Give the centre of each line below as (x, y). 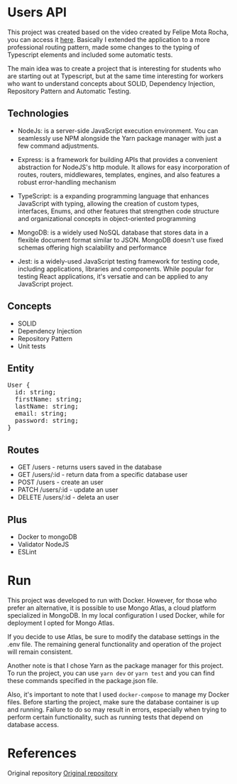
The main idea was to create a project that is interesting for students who (114, 68)
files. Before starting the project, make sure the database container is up (113, 702)
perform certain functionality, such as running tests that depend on (105, 717)
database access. (33, 724)
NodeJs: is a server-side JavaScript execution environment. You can (118, 130)
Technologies (38, 113)
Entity (21, 368)
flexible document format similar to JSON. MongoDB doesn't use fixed (120, 240)
